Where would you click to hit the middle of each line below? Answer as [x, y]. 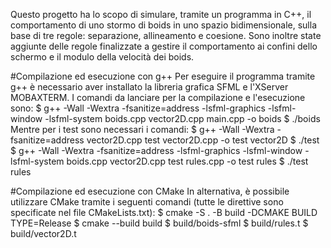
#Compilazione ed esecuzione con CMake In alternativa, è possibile [150, 191]
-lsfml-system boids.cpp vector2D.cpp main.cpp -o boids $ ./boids [182, 118]
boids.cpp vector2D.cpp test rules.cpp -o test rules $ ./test [187, 161]
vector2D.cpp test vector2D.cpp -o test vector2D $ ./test [203, 140]
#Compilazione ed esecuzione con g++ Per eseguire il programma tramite [163, 76]
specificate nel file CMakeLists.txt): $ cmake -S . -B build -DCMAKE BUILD [164, 212]
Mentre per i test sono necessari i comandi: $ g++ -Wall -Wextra [142, 129]
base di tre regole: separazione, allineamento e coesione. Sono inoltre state [166, 35]
